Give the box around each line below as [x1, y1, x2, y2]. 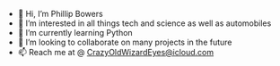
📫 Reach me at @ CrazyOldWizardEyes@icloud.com [17, 47, 214, 57]
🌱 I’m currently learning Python [17, 28, 133, 37]
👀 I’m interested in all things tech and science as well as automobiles [17, 18, 272, 29]
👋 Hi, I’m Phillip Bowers [17, 9, 103, 19]
